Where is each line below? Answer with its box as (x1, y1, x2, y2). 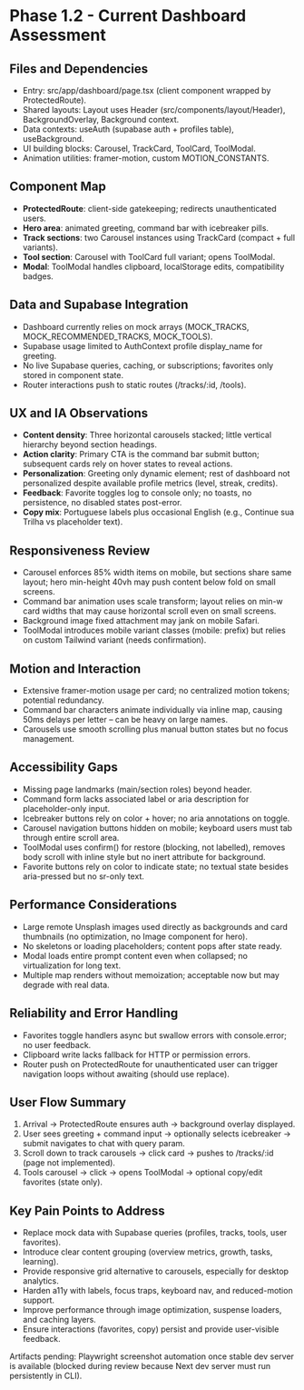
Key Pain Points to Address (9, 1203, 165, 1218)
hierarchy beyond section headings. (22, 439, 157, 450)
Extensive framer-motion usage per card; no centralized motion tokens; (22, 685, 290, 696)
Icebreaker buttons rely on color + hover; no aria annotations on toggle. (22, 813, 290, 824)
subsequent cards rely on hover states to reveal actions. (22, 458, 233, 469)
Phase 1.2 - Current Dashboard (9, 5, 247, 26)
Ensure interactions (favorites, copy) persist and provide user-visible (22, 1324, 279, 1335)
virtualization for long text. (22, 960, 121, 971)
